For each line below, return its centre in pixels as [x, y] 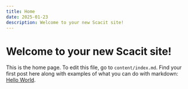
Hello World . [21, 80]
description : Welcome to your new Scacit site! [65, 22]
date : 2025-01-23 [27, 17]
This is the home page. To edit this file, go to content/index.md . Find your [94, 67]
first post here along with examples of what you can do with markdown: [92, 74]
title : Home [20, 11]
